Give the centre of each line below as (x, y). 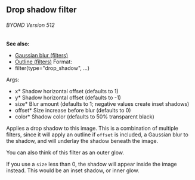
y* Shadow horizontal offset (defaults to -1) (68, 97)
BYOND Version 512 (30, 25)
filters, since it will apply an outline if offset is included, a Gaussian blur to (97, 135)
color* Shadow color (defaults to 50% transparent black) (85, 117)
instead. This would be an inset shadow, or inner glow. (73, 170)
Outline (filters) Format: (44, 62)
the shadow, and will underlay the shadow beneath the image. (82, 141)
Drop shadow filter (41, 10)
